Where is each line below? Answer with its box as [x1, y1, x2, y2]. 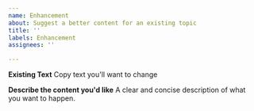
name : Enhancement [8, 11, 69, 20]
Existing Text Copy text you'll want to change [8, 70, 158, 79]
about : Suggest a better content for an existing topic [8, 19, 197, 27]
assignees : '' [8, 41, 56, 49]
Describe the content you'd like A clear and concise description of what [8, 85, 246, 95]
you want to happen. [8, 94, 75, 103]
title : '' [8, 26, 41, 34]
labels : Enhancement [8, 33, 77, 42]
